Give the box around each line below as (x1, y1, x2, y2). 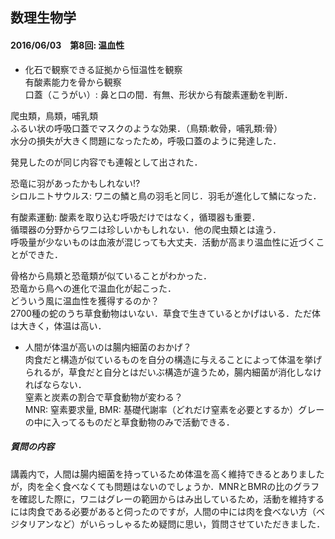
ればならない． (24, 378, 87, 390)
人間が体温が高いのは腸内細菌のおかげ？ (24, 341, 192, 353)
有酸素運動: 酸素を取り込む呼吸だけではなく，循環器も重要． (10, 211, 261, 223)
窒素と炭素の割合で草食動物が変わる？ (24, 391, 183, 403)
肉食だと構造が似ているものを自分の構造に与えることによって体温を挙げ (24, 353, 323, 365)
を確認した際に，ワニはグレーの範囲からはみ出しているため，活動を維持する (10, 493, 325, 505)
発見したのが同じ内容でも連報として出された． (10, 156, 203, 168)
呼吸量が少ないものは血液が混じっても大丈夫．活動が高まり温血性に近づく (10, 236, 317, 248)
